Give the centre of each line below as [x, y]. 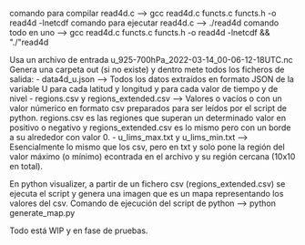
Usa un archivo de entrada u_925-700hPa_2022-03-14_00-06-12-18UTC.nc [151, 60]
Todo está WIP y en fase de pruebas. [79, 230]
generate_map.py [42, 213]
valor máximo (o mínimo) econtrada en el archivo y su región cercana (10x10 [152, 157]
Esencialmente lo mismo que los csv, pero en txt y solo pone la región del [147, 147]
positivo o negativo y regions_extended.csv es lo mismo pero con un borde [150, 128]
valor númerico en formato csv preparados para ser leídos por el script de [148, 108]
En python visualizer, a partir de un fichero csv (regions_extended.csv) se [147, 184]
